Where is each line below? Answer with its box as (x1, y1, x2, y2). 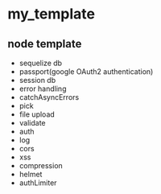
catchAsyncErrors (19, 93, 80, 101)
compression (19, 161, 64, 170)
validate (19, 118, 46, 127)
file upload (19, 109, 56, 119)
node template (7, 37, 82, 51)
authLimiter (19, 178, 57, 188)
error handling (19, 84, 67, 93)
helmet (19, 170, 43, 179)
